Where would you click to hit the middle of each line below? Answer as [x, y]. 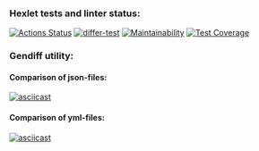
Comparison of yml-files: [57, 118]
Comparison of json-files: [58, 77]
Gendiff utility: [42, 56]
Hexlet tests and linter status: [75, 13]
